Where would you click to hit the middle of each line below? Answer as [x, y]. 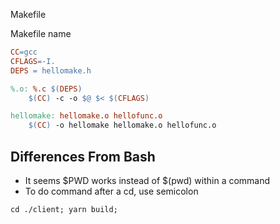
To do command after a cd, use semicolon [111, 191]
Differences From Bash [83, 156]
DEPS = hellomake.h [51, 70]
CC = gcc [24, 52]
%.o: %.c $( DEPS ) [46, 89]
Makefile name [41, 33]
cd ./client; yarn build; [64, 209]
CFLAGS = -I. [33, 61]
